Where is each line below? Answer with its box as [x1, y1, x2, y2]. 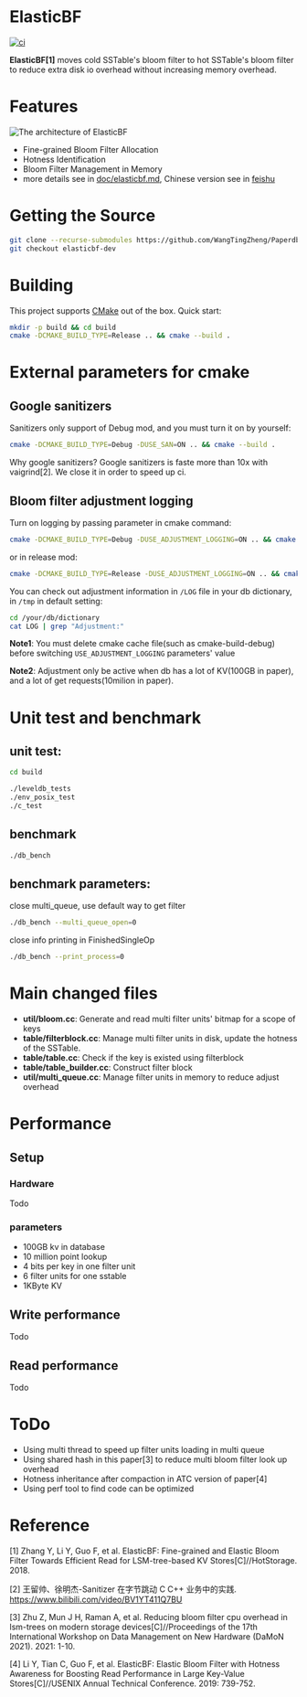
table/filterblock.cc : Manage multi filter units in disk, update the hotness [22, 1033, 298, 1044]
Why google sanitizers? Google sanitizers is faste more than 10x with [9, 457, 268, 468]
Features [9, 96, 79, 117]
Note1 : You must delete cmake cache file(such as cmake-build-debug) [9, 638, 276, 649]
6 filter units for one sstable [22, 1271, 127, 1282]
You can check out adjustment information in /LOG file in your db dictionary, [9, 585, 292, 596]
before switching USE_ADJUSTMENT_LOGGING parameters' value [9, 647, 236, 659]
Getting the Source [9, 206, 156, 226]
